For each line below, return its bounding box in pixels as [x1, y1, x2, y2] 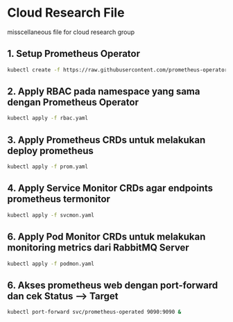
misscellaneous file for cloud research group [7, 28, 135, 36]
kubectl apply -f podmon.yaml [7, 260, 95, 267]
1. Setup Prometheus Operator [7, 48, 141, 60]
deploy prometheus [7, 144, 94, 157]
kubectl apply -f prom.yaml [7, 163, 89, 171]
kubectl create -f [7, 66, 60, 74]
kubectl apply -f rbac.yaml [7, 115, 89, 122]
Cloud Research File [7, 5, 125, 21]
